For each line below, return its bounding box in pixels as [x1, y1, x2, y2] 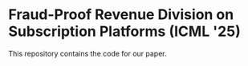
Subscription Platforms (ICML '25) [8, 22, 241, 41]
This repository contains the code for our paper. [8, 49, 167, 58]
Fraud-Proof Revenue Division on [8, 6, 234, 24]
